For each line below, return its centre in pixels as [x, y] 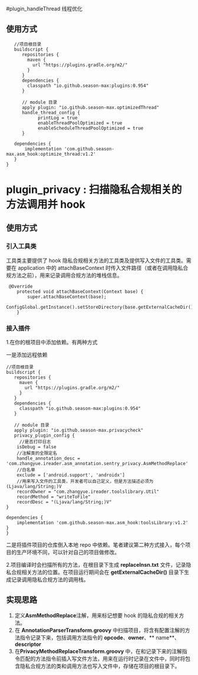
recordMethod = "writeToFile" [54, 497]
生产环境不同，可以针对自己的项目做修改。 [68, 552]
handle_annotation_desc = [49, 458]
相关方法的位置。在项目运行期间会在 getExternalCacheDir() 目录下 [103, 572]
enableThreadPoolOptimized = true [80, 123]
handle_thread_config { [51, 112]
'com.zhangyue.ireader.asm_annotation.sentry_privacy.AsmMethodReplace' [97, 463]
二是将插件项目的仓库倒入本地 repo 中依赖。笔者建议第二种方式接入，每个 [96, 545]
